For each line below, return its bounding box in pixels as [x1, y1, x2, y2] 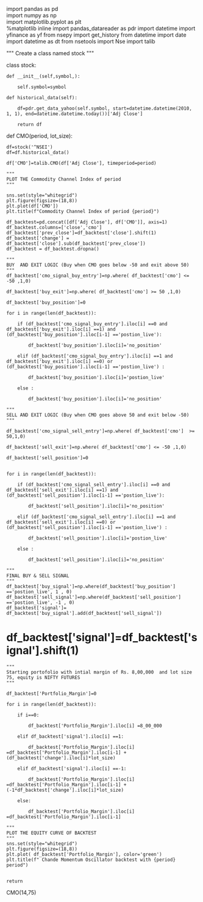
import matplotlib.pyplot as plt [6, 18, 82, 25]
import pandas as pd [6, 6, 59, 12]
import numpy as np [6, 12, 57, 19]
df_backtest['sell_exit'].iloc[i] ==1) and [6, 487, 119, 493]
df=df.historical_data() [6, 149, 69, 156]
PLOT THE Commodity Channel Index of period [6, 176, 121, 182]
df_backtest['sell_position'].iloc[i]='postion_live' [28, 535, 168, 541]
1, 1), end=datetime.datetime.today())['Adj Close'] [6, 111, 143, 117]
